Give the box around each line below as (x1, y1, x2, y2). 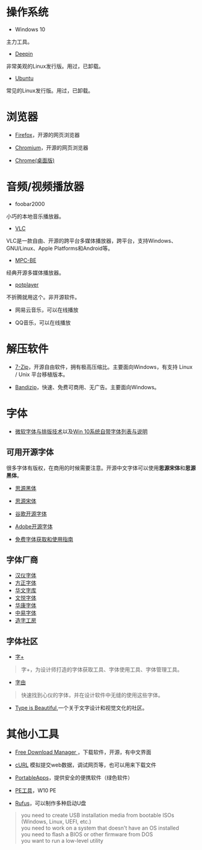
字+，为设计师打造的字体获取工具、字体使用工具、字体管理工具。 (20, 666, 183, 673)
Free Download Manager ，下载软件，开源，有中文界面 (14, 748, 151, 756)
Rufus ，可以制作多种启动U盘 (14, 800, 87, 807)
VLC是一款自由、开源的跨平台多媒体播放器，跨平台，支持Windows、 (6, 237, 177, 244)
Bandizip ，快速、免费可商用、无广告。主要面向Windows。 (14, 383, 160, 390)
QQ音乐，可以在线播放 (14, 319, 71, 326)
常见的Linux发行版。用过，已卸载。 (6, 87, 94, 94)
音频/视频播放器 (6, 180, 84, 194)
